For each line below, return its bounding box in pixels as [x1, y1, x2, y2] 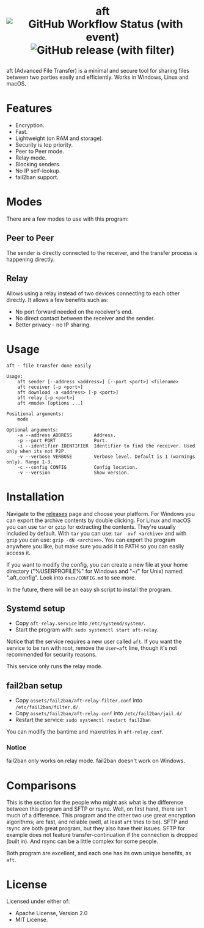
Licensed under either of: [6, 897, 70, 905]
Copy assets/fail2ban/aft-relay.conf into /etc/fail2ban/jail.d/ [15, 710, 183, 717]
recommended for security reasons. [6, 651, 97, 658]
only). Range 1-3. [6, 458, 53, 465]
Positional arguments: [6, 411, 64, 417]
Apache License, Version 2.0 [15, 910, 88, 917]
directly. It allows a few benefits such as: [6, 296, 109, 303]
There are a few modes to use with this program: [6, 215, 129, 223]
